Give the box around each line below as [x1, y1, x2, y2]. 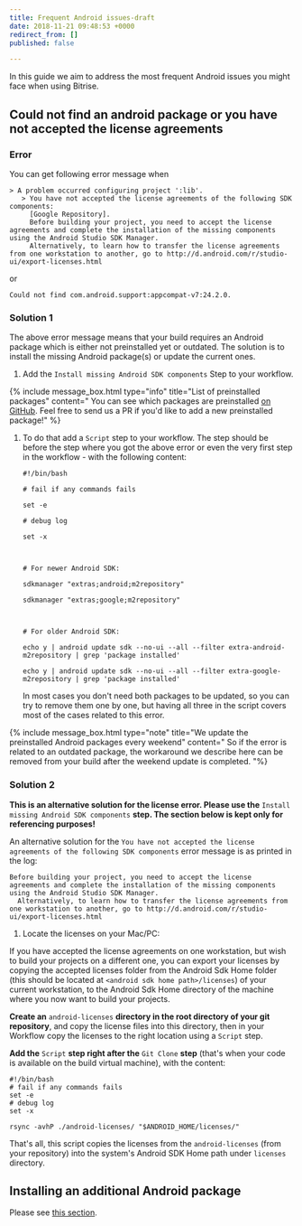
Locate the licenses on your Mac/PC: [22, 928, 160, 939]
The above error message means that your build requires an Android [9, 332, 264, 343]
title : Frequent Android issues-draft [9, 13, 155, 23]
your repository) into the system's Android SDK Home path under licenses [9, 1147, 287, 1158]
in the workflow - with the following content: [22, 452, 188, 463]
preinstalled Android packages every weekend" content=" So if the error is [9, 737, 287, 748]
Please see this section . [9, 1207, 97, 1218]
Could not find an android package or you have [9, 107, 278, 122]
